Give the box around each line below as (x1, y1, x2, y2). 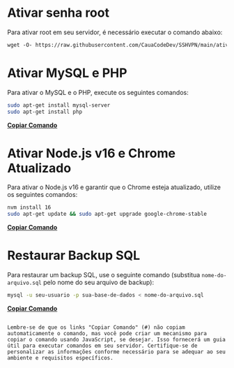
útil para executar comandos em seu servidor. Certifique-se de (7, 342, 198, 349)
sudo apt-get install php (7, 108, 82, 115)
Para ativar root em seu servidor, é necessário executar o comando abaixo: (7, 28, 223, 36)
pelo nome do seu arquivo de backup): (42, 278, 155, 287)
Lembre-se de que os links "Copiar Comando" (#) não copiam (7, 324, 186, 331)
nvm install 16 (7, 204, 52, 211)
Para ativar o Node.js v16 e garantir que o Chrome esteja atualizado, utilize (7, 183, 221, 191)
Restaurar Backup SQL (7, 248, 141, 263)
